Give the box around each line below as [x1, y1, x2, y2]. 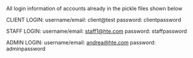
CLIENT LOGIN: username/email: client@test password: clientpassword [6, 16, 182, 23]
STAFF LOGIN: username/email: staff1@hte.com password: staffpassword [6, 28, 188, 35]
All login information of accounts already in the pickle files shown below [6, 5, 183, 12]
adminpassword [6, 45, 46, 52]
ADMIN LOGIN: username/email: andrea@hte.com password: [6, 39, 156, 46]
